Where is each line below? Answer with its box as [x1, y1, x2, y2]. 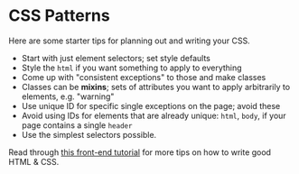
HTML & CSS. [8, 156, 60, 167]
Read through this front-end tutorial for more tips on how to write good [8, 146, 272, 158]
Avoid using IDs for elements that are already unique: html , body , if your [21, 110, 286, 121]
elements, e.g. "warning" [21, 91, 115, 102]
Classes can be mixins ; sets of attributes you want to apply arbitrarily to [21, 81, 291, 92]
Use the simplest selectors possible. [21, 129, 157, 140]
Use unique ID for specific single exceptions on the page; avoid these [21, 100, 281, 111]
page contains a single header [21, 119, 133, 131]
